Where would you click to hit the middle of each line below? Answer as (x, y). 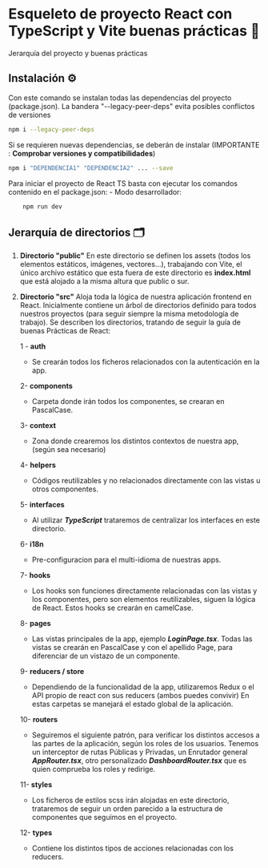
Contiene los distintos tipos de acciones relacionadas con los (133, 848)
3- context (38, 426)
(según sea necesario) (69, 450)
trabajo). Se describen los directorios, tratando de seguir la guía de (130, 322)
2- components (46, 386)
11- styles (36, 785)
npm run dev (42, 206)
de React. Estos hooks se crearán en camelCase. (112, 608)
